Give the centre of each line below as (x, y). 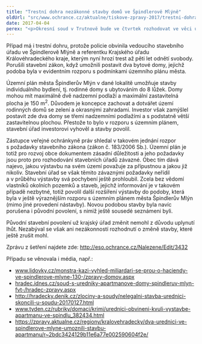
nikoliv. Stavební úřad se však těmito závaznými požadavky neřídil (88, 172)
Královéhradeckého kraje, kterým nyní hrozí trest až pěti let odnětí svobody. (100, 58)
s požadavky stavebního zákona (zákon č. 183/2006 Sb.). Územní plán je (96, 147)
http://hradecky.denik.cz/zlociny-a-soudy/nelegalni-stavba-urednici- (100, 296)
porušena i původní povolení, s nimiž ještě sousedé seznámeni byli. (90, 211)
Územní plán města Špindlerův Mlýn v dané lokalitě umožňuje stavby (91, 83)
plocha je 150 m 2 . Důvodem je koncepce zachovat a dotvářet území (90, 103)
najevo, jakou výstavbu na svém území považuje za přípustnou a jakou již (97, 166)
